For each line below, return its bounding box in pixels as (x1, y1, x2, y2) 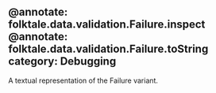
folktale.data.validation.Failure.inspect (8, 18, 206, 32)
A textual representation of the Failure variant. (8, 76, 159, 85)
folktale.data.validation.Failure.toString (8, 43, 209, 56)
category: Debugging (8, 54, 117, 69)
